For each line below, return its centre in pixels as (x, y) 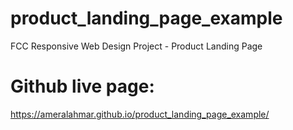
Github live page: (82, 86)
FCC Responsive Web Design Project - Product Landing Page (136, 46)
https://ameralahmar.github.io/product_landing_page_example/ (140, 114)
